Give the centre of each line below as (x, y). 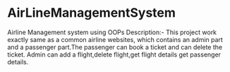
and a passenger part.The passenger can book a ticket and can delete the (115, 47)
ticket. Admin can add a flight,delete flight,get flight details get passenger (114, 55)
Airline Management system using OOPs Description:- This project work (112, 32)
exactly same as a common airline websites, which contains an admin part (115, 39)
